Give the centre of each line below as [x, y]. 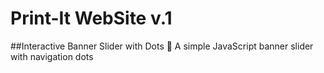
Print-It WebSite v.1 [91, 18]
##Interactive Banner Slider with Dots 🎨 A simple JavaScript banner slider [162, 46]
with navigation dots [52, 56]
